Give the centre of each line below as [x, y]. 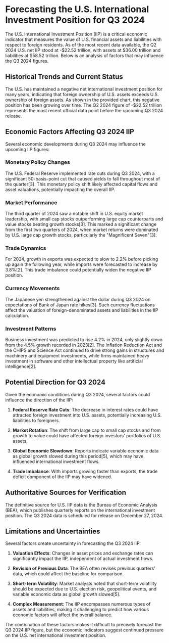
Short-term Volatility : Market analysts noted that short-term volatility [85, 584]
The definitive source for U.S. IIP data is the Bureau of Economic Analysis [81, 504]
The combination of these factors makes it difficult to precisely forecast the [83, 625]
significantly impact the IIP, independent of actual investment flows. [83, 559]
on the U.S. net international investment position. [56, 635]
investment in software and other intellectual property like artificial [74, 361]
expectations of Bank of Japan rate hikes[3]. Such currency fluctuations [80, 305]
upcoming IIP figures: [27, 149]
